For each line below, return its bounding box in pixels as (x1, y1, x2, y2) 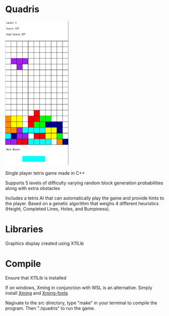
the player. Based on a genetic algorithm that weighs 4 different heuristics (5, 201, 159, 206)
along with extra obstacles (5, 185, 61, 191)
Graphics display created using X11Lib (5, 240, 84, 246)
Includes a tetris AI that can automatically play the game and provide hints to (5, 195, 164, 201)
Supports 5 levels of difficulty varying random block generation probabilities (5, 180, 163, 186)
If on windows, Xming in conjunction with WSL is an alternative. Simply (5, 285, 152, 291)
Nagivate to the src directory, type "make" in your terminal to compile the (5, 300, 157, 306)
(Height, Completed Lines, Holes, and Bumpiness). (5, 206, 110, 212)
